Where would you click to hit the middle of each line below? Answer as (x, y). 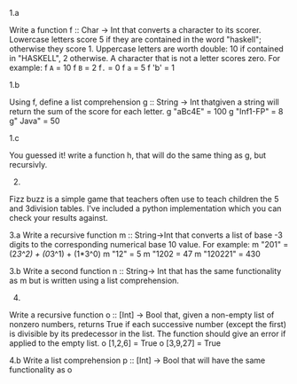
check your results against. (59, 218)
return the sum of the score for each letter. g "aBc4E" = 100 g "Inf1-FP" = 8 (146, 111)
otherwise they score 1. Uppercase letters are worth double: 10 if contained (146, 49)
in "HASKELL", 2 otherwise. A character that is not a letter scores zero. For (145, 58)
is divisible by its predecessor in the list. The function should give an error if (148, 333)
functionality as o (41, 370)
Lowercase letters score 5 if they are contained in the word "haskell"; (135, 39)
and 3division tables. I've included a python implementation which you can (145, 208)
